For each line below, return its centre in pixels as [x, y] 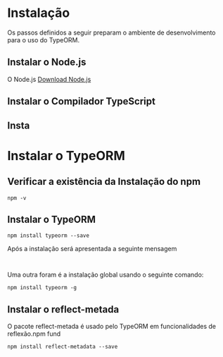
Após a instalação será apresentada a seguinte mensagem [92, 249]
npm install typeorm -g [42, 288]
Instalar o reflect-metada [63, 309]
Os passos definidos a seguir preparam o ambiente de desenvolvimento [111, 32]
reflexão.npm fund [34, 334]
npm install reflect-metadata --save [63, 347]
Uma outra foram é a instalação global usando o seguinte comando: [106, 275]
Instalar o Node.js [47, 62]
